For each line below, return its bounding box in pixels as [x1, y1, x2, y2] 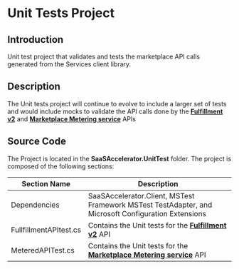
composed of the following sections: [7, 162, 115, 171]
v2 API [87, 229, 111, 239]
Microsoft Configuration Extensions [87, 208, 206, 218]
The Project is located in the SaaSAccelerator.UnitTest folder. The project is [7, 154, 232, 163]
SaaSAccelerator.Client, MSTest [87, 191, 195, 201]
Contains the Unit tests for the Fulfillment [87, 220, 227, 230]
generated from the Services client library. [7, 60, 132, 68]
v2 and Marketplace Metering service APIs [7, 114, 137, 123]
